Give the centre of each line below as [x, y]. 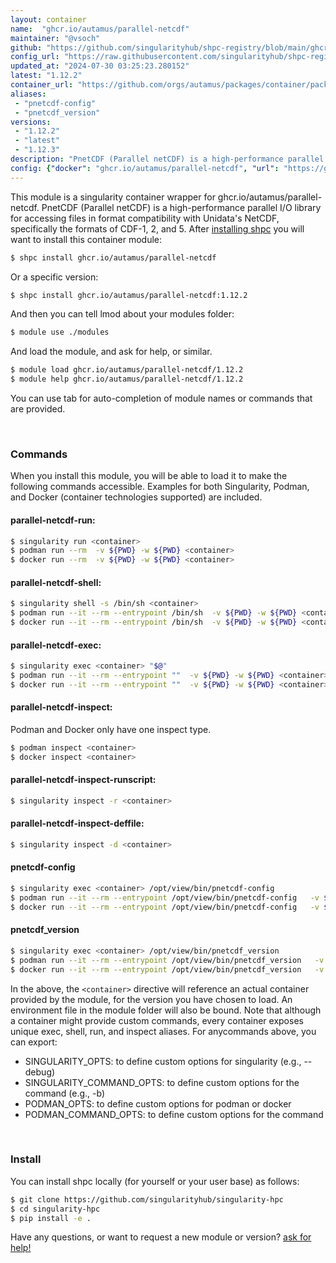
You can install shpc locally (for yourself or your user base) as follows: [155, 1181]
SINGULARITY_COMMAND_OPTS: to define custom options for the [162, 1082]
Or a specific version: [54, 277]
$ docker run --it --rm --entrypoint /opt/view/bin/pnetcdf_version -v [167, 969]
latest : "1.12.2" [46, 76]
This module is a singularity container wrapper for [113, 197]
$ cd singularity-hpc [55, 1209]
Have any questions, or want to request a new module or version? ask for [161, 1237]
